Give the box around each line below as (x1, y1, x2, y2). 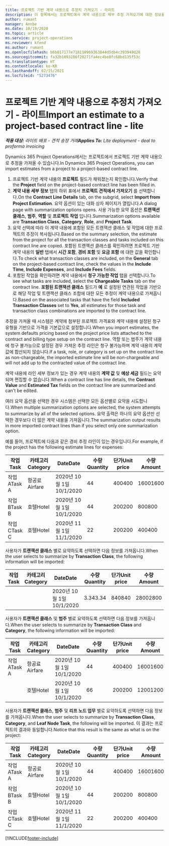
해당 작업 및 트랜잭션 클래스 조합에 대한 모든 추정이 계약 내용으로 (18, 290, 144, 296)
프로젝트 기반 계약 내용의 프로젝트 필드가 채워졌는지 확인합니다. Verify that (12, 176, 158, 182)
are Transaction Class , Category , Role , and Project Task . (12, 218, 133, 225)
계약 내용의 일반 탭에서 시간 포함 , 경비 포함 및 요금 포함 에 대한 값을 (12, 248, 143, 255)
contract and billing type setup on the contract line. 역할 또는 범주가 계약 (5, 336, 153, 342)
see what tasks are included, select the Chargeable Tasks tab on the (12, 278, 156, 284)
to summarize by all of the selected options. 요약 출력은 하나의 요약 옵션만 (5, 410, 155, 417)
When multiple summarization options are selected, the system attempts (10, 404, 160, 410)
